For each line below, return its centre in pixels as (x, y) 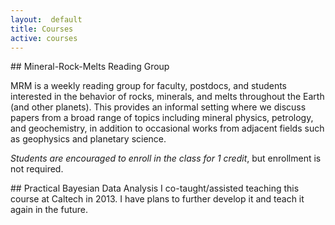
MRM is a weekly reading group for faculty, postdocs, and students (148, 86)
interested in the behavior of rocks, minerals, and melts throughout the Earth (167, 97)
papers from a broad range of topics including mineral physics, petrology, (162, 118)
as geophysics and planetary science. (88, 139)
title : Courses (42, 29)
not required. (37, 169)
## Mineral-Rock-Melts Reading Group (90, 67)
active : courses (44, 38)
